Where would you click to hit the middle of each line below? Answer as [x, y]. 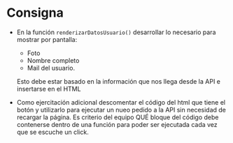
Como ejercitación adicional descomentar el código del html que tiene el [121, 102]
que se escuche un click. [52, 132]
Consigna [35, 13]
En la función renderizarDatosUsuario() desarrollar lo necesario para [116, 32]
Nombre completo [53, 60]
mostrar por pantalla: [47, 39]
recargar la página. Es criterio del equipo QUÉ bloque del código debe [118, 117]
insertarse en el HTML [49, 89]
